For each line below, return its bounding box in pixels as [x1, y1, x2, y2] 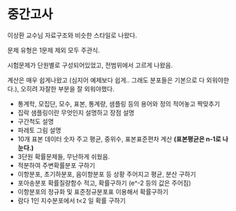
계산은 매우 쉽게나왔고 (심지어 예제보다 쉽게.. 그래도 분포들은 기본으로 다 [7, 75, 205, 84]
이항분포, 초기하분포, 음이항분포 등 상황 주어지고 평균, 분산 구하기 [17, 170, 197, 178]
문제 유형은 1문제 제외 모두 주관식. [7, 46, 100, 54]
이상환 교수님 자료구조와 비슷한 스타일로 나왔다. [7, 31, 137, 39]
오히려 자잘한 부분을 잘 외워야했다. [20, 84, 115, 93]
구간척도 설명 [17, 117, 54, 125]
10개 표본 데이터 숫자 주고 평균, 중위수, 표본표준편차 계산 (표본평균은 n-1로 [17, 134, 222, 143]
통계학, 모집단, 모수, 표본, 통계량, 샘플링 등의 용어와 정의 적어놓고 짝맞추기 [17, 99, 221, 108]
